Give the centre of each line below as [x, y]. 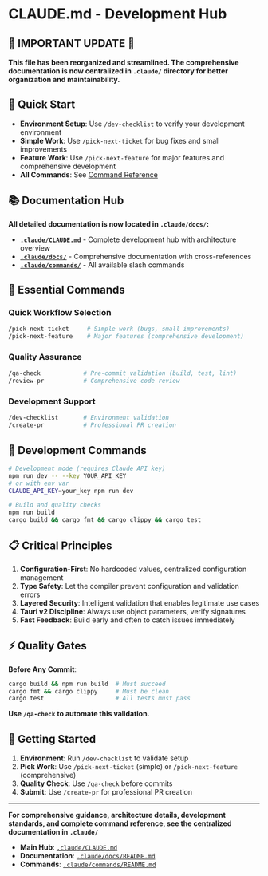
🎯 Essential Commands [67, 290]
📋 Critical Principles [60, 546]
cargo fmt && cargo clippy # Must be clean [89, 691]
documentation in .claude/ [53, 832]
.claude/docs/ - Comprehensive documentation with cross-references [136, 256]
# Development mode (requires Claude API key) [87, 468]
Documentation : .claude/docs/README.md [87, 856]
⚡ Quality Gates [48, 646]
